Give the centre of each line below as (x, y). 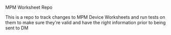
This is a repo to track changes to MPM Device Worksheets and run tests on (85, 17)
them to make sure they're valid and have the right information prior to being (86, 23)
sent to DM (17, 28)
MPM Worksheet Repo (29, 7)
